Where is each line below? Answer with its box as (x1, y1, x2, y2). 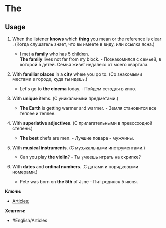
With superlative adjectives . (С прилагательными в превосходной (12, 120, 153, 126)
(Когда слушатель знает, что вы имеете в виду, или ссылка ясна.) (14, 41, 155, 47)
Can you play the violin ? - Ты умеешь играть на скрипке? (19, 154, 141, 160)
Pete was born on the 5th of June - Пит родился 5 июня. (19, 179, 138, 184)
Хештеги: (5, 208, 26, 214)
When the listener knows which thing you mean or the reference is (12, 36, 150, 42)
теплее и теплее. (19, 110, 56, 116)
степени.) (12, 125, 33, 131)
